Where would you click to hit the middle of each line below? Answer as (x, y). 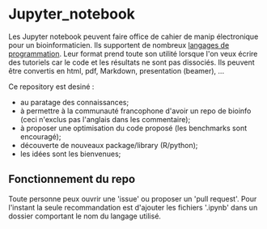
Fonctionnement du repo (72, 179)
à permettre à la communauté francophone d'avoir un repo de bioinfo (136, 111)
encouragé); (40, 136)
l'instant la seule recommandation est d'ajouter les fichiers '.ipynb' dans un (133, 207)
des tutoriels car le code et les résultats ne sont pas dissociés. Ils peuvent (131, 62)
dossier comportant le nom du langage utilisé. (85, 216)
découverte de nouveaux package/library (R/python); (109, 145)
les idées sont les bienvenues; (70, 154)
